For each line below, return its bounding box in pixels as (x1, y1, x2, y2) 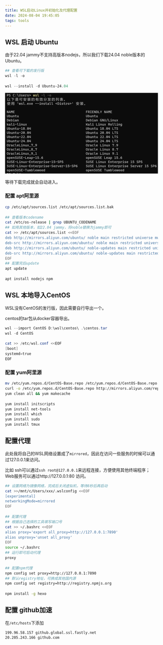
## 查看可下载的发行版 (5, 68, 45, 73)
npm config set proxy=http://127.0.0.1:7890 (5, 570, 97, 576)
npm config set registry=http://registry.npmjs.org (5, 581, 112, 586)
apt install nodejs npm (5, 277, 53, 282)
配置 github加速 (5, 606, 52, 614)
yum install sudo (5, 417, 40, 422)
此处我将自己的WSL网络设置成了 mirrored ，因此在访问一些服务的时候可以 (5, 451, 151, 456)
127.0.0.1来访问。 (9, 456, 43, 462)
